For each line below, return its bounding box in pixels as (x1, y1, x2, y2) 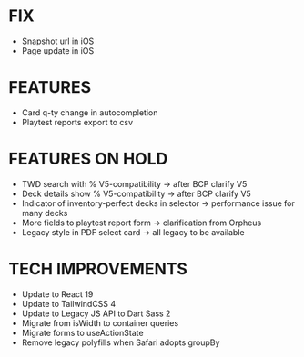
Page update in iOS (21, 45, 95, 55)
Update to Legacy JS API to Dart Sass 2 (21, 308, 171, 319)
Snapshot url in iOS (21, 35, 95, 46)
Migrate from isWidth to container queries (21, 317, 179, 328)
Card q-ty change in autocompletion (21, 106, 158, 118)
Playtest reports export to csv (21, 116, 134, 127)
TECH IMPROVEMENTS (8, 259, 188, 279)
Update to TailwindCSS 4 (21, 298, 117, 309)
